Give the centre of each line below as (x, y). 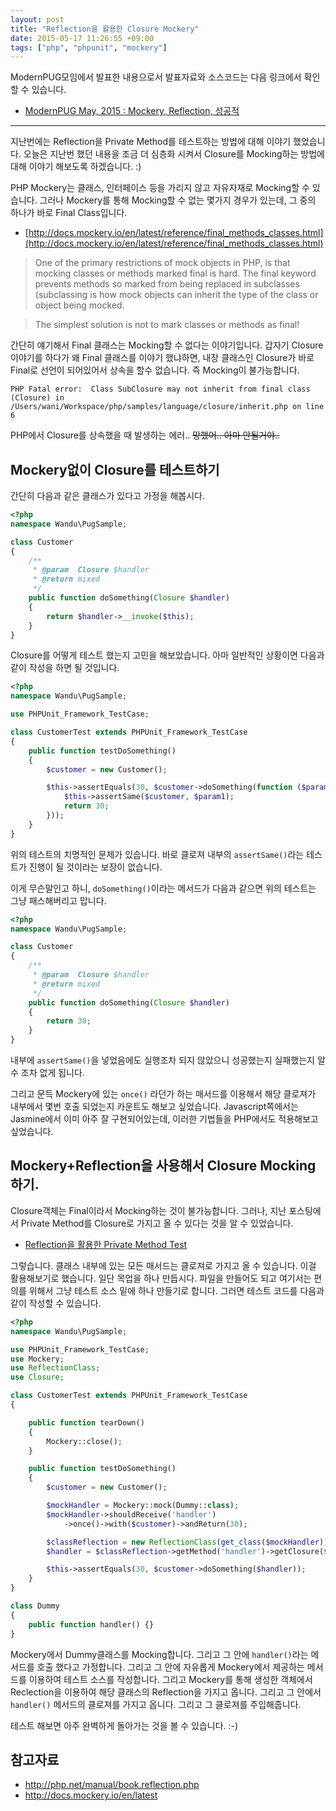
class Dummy (35, 1606)
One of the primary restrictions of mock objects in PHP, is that (162, 263)
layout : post (37, 19)
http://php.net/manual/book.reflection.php (112, 1785)
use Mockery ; (37, 1359)
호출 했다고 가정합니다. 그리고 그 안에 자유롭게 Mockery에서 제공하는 (170, 1667)
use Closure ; (37, 1377)
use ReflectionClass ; (55, 1368)
